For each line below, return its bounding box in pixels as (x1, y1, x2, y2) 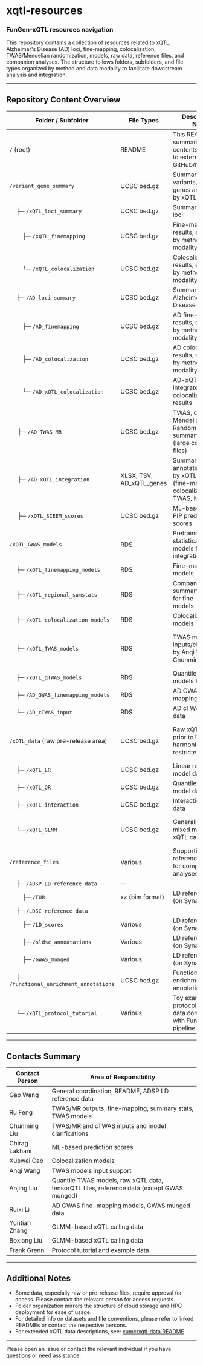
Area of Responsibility (89, 1073, 156, 1081)
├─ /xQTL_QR (16, 783, 51, 791)
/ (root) (9, 146, 31, 154)
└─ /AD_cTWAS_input (16, 708, 72, 716)
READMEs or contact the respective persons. (14, 1321, 128, 1329)
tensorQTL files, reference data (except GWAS (51, 1184, 183, 1192)
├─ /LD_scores (22, 920, 64, 928)
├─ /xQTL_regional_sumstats (16, 591, 98, 599)
